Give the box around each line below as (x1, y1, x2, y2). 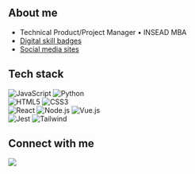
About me (8, 6, 58, 20)
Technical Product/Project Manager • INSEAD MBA (19, 27, 187, 37)
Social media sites (19, 44, 79, 54)
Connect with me (8, 137, 95, 150)
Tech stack (8, 68, 64, 81)
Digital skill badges (19, 36, 82, 45)
